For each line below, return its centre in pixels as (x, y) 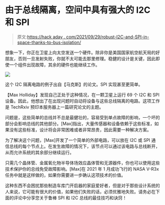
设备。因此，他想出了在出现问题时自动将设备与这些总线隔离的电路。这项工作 (82, 101)
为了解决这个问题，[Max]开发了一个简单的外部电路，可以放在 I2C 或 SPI (78, 140)
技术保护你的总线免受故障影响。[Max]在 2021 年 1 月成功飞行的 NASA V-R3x (82, 169)
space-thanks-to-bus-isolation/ (49, 42)
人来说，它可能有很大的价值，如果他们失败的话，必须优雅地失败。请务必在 (80, 191)
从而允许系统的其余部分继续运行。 (40, 152)
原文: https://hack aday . (41, 37)
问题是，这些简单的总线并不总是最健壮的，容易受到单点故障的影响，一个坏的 (82, 117)
